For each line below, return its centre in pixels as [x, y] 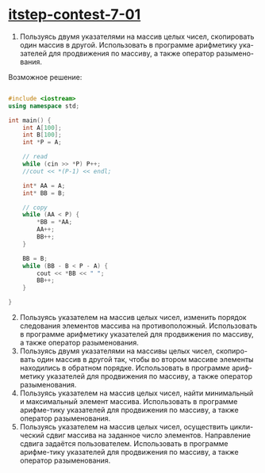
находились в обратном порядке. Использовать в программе [125, 368]
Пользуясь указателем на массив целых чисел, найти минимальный [136, 393]
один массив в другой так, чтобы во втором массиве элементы [145, 360]
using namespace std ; [44, 106]
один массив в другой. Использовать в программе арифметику [129, 44]
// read [35, 157]
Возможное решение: [45, 77]
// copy [35, 208]
